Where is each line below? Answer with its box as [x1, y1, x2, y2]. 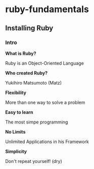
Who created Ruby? [5, 70, 48, 76]
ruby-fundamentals [5, 4, 89, 15]
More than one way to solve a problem [5, 99, 85, 105]
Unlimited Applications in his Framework [5, 138, 89, 145]
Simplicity [5, 148, 27, 154]
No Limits [5, 129, 26, 135]
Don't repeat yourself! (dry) [5, 158, 62, 164]
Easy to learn [5, 109, 34, 115]
